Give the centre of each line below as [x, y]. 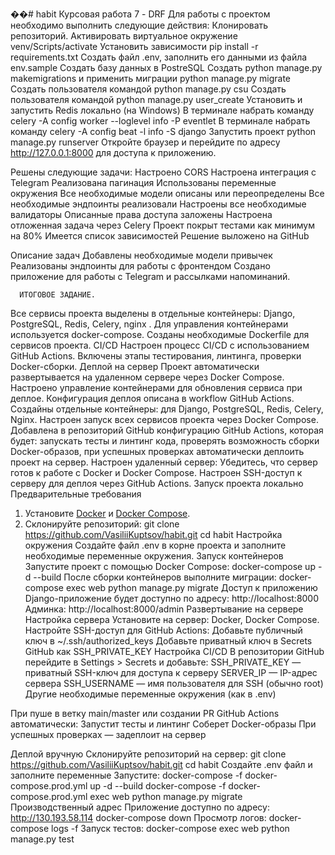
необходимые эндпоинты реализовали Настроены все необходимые [158, 204]
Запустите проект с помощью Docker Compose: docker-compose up [170, 566]
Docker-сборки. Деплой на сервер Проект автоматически [135, 366]
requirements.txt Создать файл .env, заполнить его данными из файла [159, 57]
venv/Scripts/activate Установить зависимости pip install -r [134, 46]
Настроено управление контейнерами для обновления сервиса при [156, 387]
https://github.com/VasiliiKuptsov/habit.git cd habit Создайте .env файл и [161, 764]
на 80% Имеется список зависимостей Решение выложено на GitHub [160, 236]
